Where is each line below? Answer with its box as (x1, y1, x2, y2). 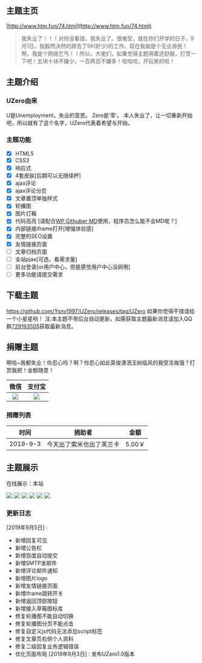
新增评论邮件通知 (15, 567, 58, 574)
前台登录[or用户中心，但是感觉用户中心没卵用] (15, 263, 131, 270)
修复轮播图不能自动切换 (15, 612, 74, 619)
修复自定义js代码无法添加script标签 (15, 627, 103, 635)
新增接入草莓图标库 (15, 605, 64, 612)
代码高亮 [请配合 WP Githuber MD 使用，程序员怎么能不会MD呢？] (15, 218, 177, 225)
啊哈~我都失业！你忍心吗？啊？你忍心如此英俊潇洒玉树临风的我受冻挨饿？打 (6, 359, 195, 367)
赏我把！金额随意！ (6, 367, 54, 374)
